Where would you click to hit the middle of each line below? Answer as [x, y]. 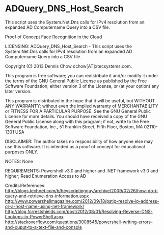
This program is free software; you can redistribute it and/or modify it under [82, 75]
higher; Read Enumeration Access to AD [46, 176]
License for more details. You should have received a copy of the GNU [76, 116]
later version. [18, 91]
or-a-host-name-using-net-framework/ [45, 206]
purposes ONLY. [22, 152]
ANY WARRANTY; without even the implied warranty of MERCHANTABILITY [82, 106]
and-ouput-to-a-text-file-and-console [43, 227]
